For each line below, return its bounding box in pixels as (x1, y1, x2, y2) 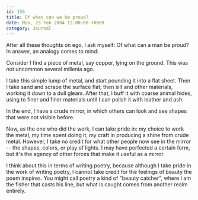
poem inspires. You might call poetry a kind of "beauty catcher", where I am (6, 174, 191, 182)
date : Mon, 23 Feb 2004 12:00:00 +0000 (6, 20, 105, 26)
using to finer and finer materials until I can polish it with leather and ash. (6, 96, 184, 103)
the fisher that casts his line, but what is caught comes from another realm (6, 181, 188, 188)
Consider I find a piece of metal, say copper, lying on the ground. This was (6, 59, 189, 66)
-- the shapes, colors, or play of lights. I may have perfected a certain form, (6, 144, 191, 151)
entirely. (6, 188, 26, 195)
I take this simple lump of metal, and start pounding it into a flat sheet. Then (6, 77, 191, 84)
